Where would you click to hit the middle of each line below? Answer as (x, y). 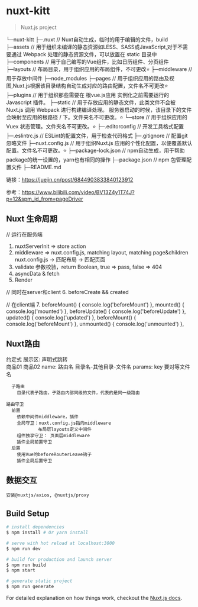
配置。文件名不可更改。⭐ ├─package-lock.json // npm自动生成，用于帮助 (95, 150)
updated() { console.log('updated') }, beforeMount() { (71, 317)
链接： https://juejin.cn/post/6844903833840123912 (70, 179)
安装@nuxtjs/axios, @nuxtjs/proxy (48, 495)
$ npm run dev (24, 548)
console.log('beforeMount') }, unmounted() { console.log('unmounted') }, (95, 324)
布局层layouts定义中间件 (65, 429)
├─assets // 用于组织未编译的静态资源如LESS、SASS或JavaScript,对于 (92, 47)
